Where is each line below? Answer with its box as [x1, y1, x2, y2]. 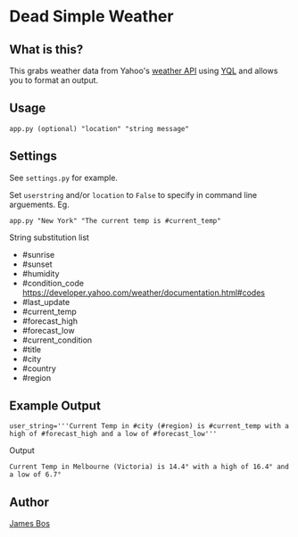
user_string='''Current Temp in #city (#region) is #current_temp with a [9, 422, 290, 431]
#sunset [21, 259, 53, 269]
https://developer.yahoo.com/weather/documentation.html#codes [21, 287, 266, 298]
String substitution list [9, 232, 89, 243]
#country [21, 363, 56, 374]
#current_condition [21, 335, 93, 345]
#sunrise [21, 249, 55, 260]
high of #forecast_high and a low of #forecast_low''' [9, 430, 218, 439]
